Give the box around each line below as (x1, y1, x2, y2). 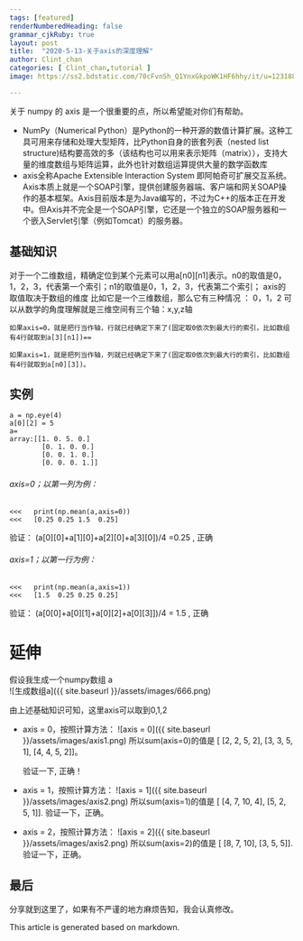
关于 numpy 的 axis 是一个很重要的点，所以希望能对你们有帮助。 (9, 106, 249, 116)
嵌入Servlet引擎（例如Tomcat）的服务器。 (30, 215, 188, 226)
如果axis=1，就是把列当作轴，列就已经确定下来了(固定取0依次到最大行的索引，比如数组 (9, 350, 290, 359)
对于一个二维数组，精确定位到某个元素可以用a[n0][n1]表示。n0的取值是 (9, 270, 273, 281)
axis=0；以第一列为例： (9, 478, 99, 489)
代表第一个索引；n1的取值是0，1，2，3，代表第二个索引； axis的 (45, 281, 287, 291)
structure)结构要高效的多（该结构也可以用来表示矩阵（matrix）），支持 (22, 147, 280, 158)
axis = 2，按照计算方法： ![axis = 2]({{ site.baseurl (22, 826, 210, 837)
